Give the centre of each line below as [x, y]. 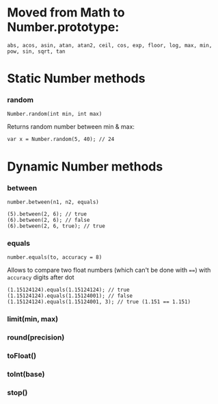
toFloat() [22, 355]
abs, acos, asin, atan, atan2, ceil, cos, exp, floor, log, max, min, [110, 45]
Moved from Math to [66, 13]
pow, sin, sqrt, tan [37, 51]
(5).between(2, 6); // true [47, 214]
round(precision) [36, 338]
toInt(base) [26, 374]
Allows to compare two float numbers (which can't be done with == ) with [109, 270]
